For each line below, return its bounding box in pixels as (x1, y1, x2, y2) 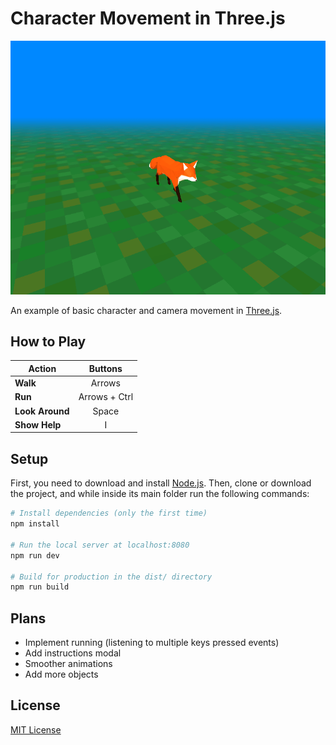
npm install (10, 519, 60, 529)
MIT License (10, 723, 62, 736)
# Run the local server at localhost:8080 (10, 540, 190, 550)
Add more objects (24, 668, 99, 681)
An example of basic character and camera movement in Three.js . (10, 304, 283, 316)
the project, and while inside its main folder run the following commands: (10, 488, 310, 500)
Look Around (14, 405, 70, 417)
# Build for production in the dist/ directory (10, 572, 213, 582)
